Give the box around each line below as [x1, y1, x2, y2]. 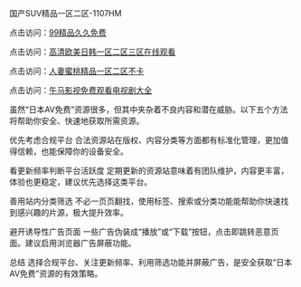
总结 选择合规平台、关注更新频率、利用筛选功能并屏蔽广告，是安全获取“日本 [9, 257, 293, 267]
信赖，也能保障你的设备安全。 [16, 146, 128, 157]
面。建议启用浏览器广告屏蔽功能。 [9, 238, 136, 248]
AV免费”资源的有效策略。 [9, 268, 103, 279]
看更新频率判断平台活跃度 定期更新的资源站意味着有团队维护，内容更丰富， [9, 166, 289, 176]
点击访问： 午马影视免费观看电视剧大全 [9, 85, 152, 95]
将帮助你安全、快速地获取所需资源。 [9, 116, 145, 126]
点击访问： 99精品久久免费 [9, 27, 107, 38]
